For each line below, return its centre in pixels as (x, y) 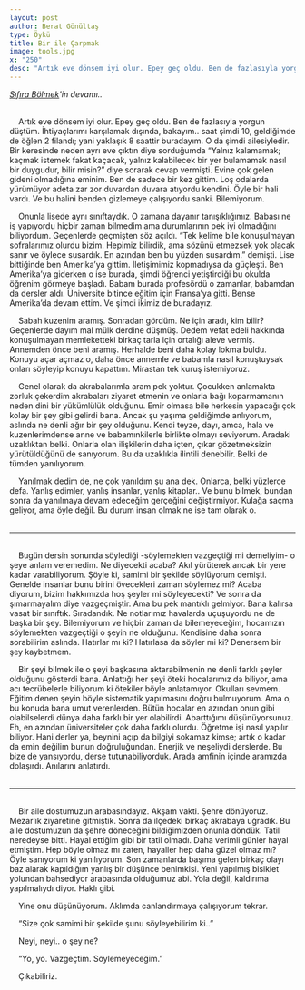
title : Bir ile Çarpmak (54, 43)
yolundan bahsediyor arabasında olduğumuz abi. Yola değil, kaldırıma (139, 878)
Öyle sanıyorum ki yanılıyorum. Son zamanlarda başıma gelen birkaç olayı (147, 859)
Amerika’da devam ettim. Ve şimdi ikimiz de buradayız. (111, 303)
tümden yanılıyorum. (48, 463)
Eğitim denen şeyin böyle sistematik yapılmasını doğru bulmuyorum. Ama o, (151, 698)
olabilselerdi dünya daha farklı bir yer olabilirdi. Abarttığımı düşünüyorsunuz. (152, 717)
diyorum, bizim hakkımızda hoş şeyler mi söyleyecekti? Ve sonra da (135, 593)
